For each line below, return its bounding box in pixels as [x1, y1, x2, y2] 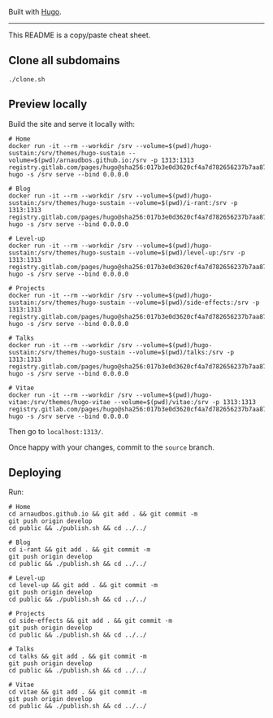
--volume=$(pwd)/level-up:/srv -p [128, 248, 245, 257]
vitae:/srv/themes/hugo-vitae [8, 398, 111, 406]
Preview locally [8, 98, 88, 111]
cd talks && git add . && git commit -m [8, 652, 148, 661]
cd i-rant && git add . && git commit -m [8, 546, 151, 554]
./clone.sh [8, 75, 45, 84]
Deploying [8, 466, 62, 480]
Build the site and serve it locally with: [8, 119, 136, 128]
